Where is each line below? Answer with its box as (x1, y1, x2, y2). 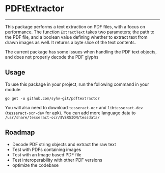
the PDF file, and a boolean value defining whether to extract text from (5, 34, 148, 40)
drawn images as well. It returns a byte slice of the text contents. (5, 39, 136, 45)
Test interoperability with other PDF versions (12, 157, 103, 163)
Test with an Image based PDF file (12, 151, 82, 157)
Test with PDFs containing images (12, 147, 81, 152)
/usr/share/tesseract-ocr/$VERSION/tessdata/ (5, 115, 100, 120)
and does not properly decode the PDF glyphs (5, 54, 99, 60)
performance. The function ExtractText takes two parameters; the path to (5, 29, 155, 35)
